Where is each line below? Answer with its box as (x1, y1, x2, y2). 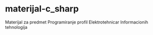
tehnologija (5, 24, 28, 30)
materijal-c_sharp (5, 3, 79, 14)
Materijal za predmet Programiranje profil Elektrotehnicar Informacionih (5, 19, 148, 25)
